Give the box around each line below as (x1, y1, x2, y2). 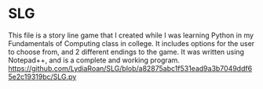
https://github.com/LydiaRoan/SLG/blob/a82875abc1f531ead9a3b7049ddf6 (8, 63, 253, 73)
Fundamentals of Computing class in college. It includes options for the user (8, 38, 255, 48)
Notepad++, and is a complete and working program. (8, 55, 181, 65)
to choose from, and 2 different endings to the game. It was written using (8, 47, 245, 56)
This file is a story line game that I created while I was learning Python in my (8, 30, 254, 40)
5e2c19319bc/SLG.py (8, 72, 77, 81)
